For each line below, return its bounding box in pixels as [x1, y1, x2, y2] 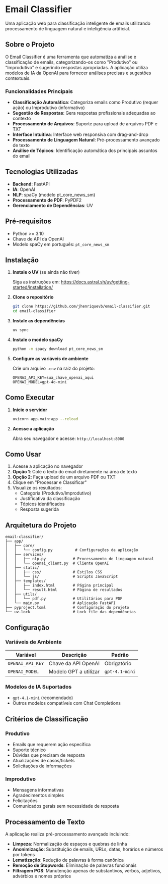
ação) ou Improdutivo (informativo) [12, 105, 85, 111]
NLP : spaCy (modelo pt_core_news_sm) [12, 191, 96, 198]
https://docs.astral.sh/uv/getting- [61, 279, 130, 285]
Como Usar [5, 450, 41, 459]
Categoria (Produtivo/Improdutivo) [20, 490, 92, 496]
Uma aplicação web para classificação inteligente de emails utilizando [5, 20, 151, 26]
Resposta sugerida [20, 506, 59, 512]
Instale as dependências [12, 318, 65, 324]
